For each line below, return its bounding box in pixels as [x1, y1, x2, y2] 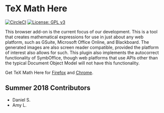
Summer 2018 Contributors [5, 84, 91, 92]
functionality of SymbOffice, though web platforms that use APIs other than [5, 55, 158, 60]
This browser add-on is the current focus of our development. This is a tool [5, 28, 158, 34]
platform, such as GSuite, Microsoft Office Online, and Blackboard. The [5, 39, 149, 45]
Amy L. [12, 102, 27, 108]
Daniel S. [12, 97, 31, 103]
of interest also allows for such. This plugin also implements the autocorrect [5, 50, 159, 56]
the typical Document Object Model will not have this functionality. [5, 60, 140, 66]
